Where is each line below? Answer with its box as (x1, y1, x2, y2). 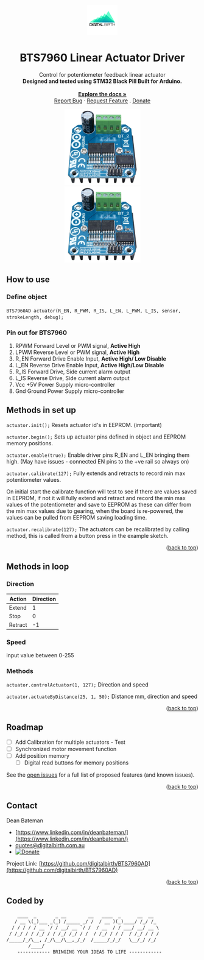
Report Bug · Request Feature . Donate (54, 97, 151, 104)
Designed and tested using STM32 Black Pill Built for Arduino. (22, 77, 183, 85)
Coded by (6, 896, 44, 906)
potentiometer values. (6, 476, 62, 483)
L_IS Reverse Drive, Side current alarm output (15, 374, 130, 381)
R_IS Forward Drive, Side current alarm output (15, 368, 131, 375)
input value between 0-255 (6, 652, 74, 659)
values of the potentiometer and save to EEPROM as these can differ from (6, 501, 192, 508)
